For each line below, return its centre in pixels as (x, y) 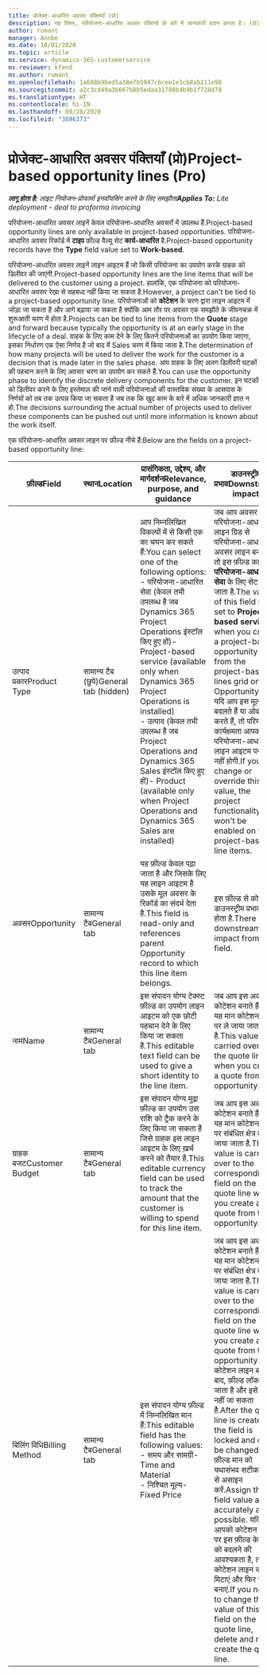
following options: (173, 572)
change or (233, 771)
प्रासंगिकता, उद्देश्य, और (173, 468)
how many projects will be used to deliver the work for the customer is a (126, 354)
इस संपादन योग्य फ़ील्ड (172, 1405)
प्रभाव (221, 483)
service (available (173, 661)
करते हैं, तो (229, 721)
